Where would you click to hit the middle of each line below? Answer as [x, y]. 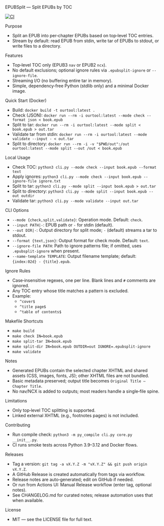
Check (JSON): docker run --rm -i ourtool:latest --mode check [78, 115]
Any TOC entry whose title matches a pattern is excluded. [70, 291]
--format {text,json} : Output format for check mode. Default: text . [81, 240]
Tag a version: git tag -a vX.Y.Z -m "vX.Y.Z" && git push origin [80, 464]
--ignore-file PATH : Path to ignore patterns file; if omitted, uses [77, 246]
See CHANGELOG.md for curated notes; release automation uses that [82, 495]
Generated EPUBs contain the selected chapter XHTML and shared [80, 370]
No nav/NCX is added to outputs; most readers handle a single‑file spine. [86, 391]
